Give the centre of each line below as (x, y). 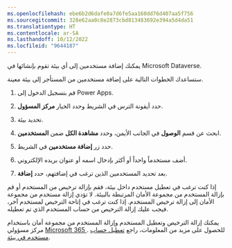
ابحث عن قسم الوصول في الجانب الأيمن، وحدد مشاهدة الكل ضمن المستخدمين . (119, 133)
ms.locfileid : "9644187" (43, 46)
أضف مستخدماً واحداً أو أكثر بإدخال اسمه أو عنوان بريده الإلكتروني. (102, 160)
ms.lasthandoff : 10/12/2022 (48, 40)
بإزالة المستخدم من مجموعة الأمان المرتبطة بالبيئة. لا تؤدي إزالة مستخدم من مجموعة (116, 194)
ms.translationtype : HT (42, 26)
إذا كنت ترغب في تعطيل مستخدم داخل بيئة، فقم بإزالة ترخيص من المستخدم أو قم (112, 187)
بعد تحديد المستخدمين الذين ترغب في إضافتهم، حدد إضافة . (92, 173)
